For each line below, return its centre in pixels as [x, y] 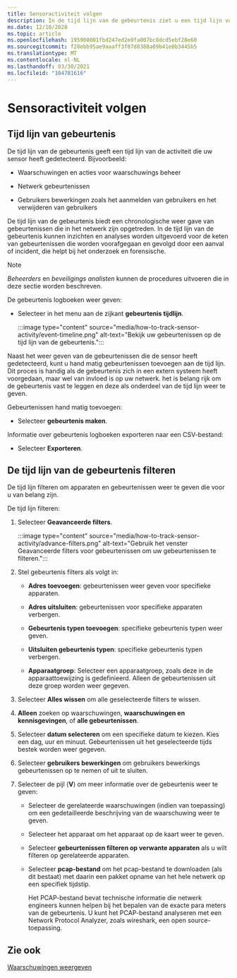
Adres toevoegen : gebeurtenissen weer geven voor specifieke [120, 586]
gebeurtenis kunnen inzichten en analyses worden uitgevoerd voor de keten [118, 236]
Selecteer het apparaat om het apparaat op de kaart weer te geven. [126, 834]
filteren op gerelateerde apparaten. [79, 856]
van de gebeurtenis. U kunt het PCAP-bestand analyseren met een [125, 913]
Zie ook [24, 950]
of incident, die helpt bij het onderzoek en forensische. [87, 251]
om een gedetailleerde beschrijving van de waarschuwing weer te [124, 813]
